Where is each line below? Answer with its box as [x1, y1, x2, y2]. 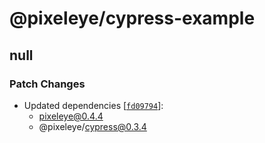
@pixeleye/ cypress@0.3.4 [38, 120, 147, 132]
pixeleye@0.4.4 [38, 110, 104, 122]
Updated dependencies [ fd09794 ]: [23, 99, 164, 111]
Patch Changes [9, 77, 86, 91]
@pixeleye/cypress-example [9, 7, 256, 30]
